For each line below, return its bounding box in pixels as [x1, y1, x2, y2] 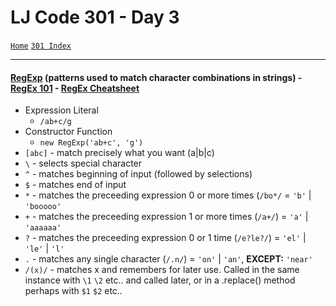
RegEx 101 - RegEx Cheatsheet [10, 82, 140, 94]
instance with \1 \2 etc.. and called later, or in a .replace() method [24, 274, 296, 286]
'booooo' [24, 202, 62, 212]
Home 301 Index [10, 41, 72, 51]
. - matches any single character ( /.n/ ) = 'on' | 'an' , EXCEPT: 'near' [24, 253, 313, 265]
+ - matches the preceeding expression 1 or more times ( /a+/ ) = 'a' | [24, 211, 309, 223]
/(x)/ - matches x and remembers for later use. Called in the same [24, 264, 300, 276]
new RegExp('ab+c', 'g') [39, 138, 144, 148]
